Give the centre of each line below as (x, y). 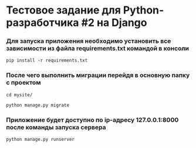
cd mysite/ (19, 95)
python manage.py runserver (40, 139)
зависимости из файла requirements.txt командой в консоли (98, 49)
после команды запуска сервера (56, 127)
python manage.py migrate (38, 105)
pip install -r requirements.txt (47, 60)
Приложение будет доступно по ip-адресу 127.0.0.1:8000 (92, 120)
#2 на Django (114, 23)
